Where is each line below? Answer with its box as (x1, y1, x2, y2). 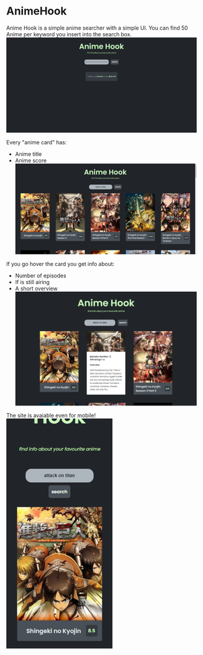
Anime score (14, 156, 47, 164)
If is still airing (14, 278, 50, 285)
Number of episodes (14, 272, 66, 279)
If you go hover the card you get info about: (6, 260, 115, 267)
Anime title (14, 150, 42, 158)
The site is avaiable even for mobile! (6, 412, 96, 419)
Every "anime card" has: (6, 138, 67, 146)
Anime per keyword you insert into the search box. (6, 30, 132, 37)
